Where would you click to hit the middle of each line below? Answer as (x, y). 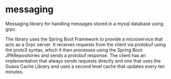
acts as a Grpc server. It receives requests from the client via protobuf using (86, 44)
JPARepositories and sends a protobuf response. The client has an (76, 55)
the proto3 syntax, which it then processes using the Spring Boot (74, 50)
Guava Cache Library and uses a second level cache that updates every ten (85, 66)
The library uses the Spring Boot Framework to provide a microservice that (84, 39)
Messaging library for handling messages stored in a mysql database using (84, 24)
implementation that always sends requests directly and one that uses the (83, 61)
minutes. (15, 72)
